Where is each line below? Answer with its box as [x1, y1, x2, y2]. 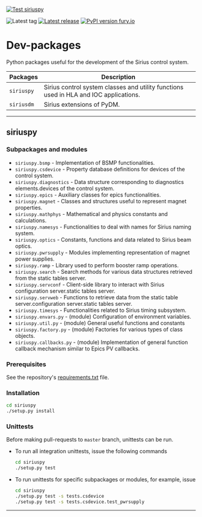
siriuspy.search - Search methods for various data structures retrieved [14, 268, 192, 275]
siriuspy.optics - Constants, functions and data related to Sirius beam [14, 236, 191, 243]
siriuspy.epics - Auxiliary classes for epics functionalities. [14, 191, 161, 198]
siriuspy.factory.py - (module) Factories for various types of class [14, 326, 183, 333]
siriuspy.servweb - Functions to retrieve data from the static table [14, 293, 179, 301]
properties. [14, 204, 43, 211]
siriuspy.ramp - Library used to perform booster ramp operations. [14, 261, 179, 268]
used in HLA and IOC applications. [44, 90, 140, 99]
